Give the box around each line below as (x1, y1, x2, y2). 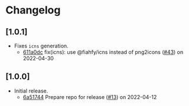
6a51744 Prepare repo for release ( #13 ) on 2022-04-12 (22, 93, 157, 100)
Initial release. (14, 87, 48, 94)
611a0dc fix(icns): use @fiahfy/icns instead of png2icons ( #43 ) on (22, 49, 184, 56)
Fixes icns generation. (14, 42, 69, 49)
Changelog (5, 4, 61, 17)
